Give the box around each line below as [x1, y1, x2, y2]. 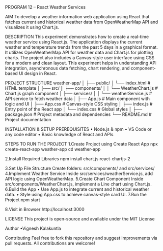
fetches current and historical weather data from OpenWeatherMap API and [5, 19, 158, 25]
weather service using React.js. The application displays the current [5, 39, 142, 45]
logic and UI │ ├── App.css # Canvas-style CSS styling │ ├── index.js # [5, 101, 153, 107]
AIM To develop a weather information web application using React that [5, 14, 150, 19]
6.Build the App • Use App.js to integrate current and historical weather [5, 186, 150, 192]
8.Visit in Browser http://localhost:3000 [5, 207, 85, 212]
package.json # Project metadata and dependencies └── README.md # [5, 111, 152, 117]
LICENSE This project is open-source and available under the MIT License [5, 216, 155, 221]
